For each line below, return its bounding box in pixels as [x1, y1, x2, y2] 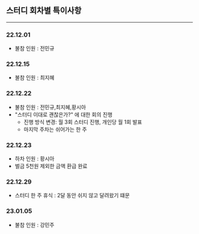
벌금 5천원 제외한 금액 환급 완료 [14, 162, 88, 169]
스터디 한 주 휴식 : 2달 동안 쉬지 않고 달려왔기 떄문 [14, 192, 130, 199]
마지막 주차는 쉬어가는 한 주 [23, 126, 87, 133]
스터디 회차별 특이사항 [6, 5, 82, 16]
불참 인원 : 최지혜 [14, 74, 54, 81]
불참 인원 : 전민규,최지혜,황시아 [14, 103, 86, 111]
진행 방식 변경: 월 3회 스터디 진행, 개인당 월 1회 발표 [23, 118, 142, 126]
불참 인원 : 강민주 [14, 221, 54, 228]
